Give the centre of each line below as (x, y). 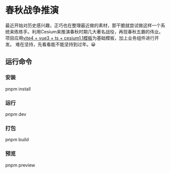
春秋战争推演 (32, 10)
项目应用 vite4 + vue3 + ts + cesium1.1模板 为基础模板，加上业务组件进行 (80, 38)
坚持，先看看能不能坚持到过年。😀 (60, 44)
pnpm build (17, 140)
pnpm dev (16, 114)
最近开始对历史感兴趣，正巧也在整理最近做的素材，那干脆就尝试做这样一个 (83, 25)
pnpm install (18, 89)
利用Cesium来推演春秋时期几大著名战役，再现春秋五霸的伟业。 (97, 31)
